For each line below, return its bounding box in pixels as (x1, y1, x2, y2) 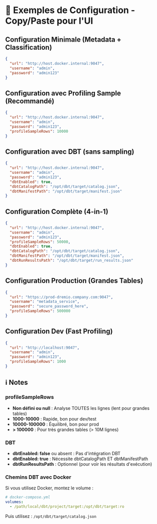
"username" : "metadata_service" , (10, 299, 80, 304)
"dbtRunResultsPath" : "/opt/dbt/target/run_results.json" (10, 258, 134, 263)
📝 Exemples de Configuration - (5, 5, 135, 16)
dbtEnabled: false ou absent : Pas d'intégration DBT (12, 450, 121, 456)
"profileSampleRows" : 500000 (10, 308, 71, 313)
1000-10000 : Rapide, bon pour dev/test (12, 415, 97, 422)
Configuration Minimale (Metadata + (5, 35, 121, 44)
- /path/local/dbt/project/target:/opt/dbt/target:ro (10, 504, 124, 509)
